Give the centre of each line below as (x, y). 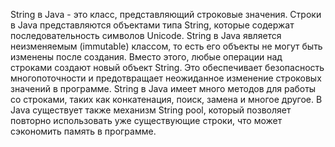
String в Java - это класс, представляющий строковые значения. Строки (166, 14)
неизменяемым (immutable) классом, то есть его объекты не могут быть (166, 46)
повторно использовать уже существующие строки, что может (146, 120)
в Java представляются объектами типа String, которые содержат (152, 25)
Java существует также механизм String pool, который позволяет (151, 110)
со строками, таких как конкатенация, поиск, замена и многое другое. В (166, 99)
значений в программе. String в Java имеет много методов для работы (163, 88)
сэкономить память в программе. (83, 131)
